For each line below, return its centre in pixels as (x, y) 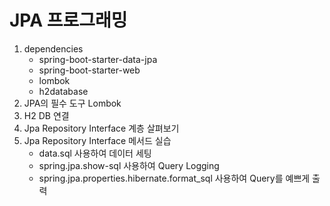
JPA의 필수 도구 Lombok (72, 103)
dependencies (53, 48)
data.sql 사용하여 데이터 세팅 (95, 153)
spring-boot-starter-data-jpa (98, 59)
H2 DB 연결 (46, 115)
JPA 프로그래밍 (68, 20)
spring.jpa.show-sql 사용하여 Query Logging (129, 165)
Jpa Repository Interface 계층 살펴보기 (101, 128)
